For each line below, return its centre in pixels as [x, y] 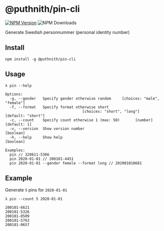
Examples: [15, 150]
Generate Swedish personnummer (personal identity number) [67, 32]
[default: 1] [18, 124]
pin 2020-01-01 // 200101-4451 [42, 159]
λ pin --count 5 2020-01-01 [34, 199]
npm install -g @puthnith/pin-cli [41, 59]
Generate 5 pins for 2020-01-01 [36, 190]
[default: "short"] [25, 116]
